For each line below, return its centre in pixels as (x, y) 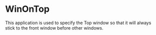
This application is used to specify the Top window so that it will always (78, 23)
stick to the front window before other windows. (54, 28)
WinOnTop (27, 9)
